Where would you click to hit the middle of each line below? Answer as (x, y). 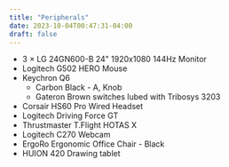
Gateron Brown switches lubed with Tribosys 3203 (128, 97)
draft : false (33, 34)
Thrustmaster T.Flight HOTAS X (79, 125)
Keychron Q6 (46, 78)
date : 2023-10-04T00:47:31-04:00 (71, 26)
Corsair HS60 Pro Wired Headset (83, 107)
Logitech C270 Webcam (66, 135)
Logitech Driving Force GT (70, 115)
